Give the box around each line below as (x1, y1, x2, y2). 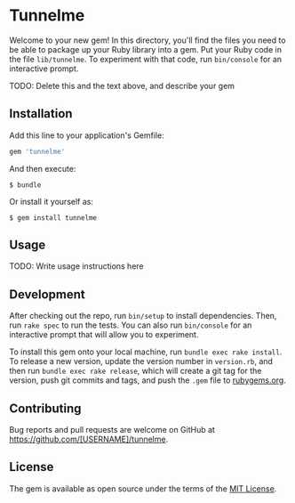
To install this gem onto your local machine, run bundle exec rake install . (9, 346, 283, 357)
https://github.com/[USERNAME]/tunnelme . (9, 434, 169, 445)
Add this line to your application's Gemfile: (9, 130, 164, 141)
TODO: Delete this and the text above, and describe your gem (9, 80, 235, 91)
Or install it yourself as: (9, 196, 93, 207)
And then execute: (9, 163, 76, 174)
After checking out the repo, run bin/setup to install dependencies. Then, (9, 311, 277, 321)
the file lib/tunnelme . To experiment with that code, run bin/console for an (9, 53, 283, 64)
